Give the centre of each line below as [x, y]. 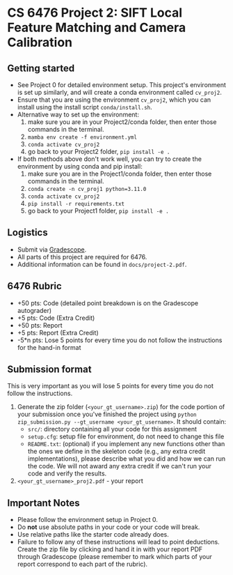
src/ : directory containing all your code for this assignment [112, 429]
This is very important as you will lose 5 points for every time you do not [111, 386]
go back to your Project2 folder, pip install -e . [99, 152]
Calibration [40, 43]
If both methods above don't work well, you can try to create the [109, 159]
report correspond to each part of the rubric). [82, 564]
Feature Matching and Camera [97, 28]
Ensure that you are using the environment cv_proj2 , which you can [114, 100]
